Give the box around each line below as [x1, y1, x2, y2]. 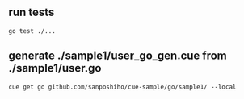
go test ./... [8, 27, 57, 35]
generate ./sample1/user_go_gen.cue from [8, 49, 228, 63]
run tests [8, 6, 55, 19]
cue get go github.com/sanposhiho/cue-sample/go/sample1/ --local [8, 83, 237, 91]
